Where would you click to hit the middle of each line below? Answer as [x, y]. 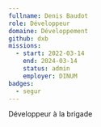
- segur [29, 91]
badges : [21, 83]
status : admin [46, 69]
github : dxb [28, 38]
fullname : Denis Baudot [48, 16]
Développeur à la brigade [50, 114]
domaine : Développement [48, 31]
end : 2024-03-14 [50, 61]
